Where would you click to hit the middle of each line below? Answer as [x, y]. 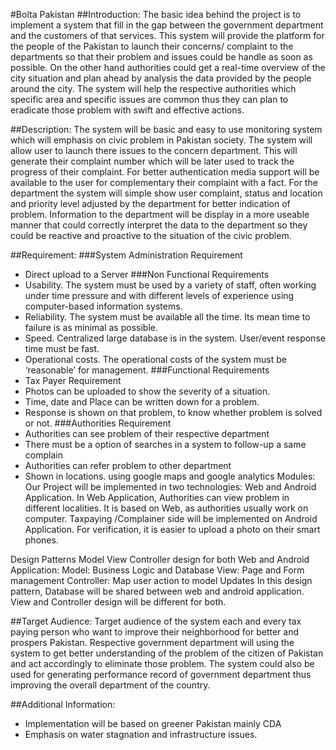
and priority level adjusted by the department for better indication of [150, 203]
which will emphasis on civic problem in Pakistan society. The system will [161, 140]
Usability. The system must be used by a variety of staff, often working [170, 285]
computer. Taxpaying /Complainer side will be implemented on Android [171, 518]
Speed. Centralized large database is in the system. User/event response [175, 338]
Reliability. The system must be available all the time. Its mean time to [167, 317]
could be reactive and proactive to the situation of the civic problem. [151, 235]
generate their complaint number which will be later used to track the [152, 161]
